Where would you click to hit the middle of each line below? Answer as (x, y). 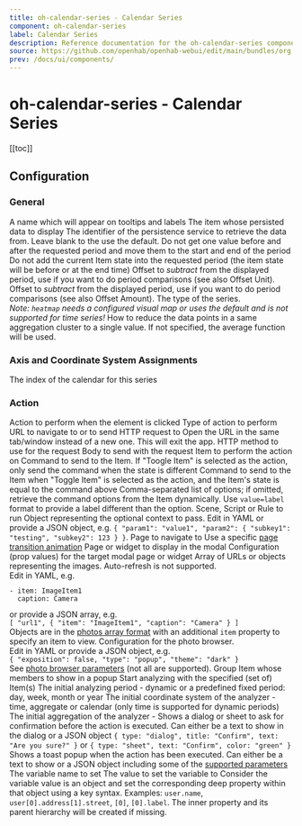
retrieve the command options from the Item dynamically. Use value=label (147, 499)
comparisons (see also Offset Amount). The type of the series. (125, 298)
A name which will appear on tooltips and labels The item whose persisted (147, 222)
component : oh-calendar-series (68, 26)
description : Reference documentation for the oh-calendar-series (136, 43)
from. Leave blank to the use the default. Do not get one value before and (145, 241)
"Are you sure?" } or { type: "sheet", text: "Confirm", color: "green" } (151, 745)
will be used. (33, 336)
